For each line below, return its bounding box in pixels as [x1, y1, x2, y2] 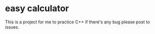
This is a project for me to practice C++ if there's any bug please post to [5, 19, 150, 25]
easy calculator [5, 3, 69, 14]
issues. [5, 24, 19, 30]
